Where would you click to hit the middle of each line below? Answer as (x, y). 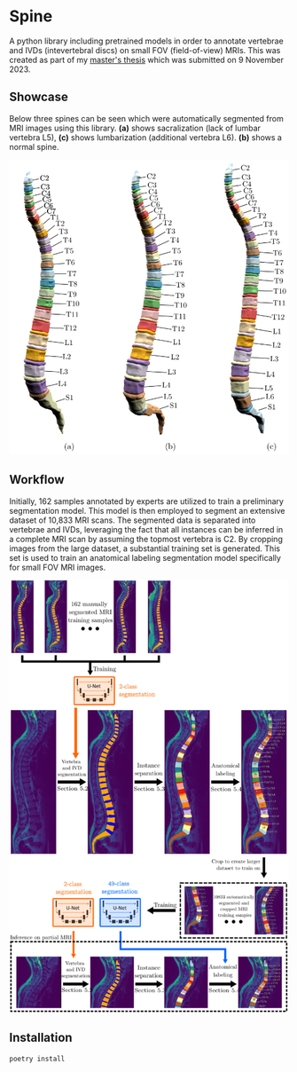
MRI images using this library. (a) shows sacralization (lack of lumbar (135, 128)
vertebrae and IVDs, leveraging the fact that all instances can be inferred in (146, 529)
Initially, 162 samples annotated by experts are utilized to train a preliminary (146, 501)
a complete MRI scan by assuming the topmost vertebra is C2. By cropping (146, 539)
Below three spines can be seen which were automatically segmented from (146, 118)
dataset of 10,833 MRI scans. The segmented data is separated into (133, 520)
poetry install (37, 1059)
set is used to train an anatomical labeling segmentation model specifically (145, 557)
